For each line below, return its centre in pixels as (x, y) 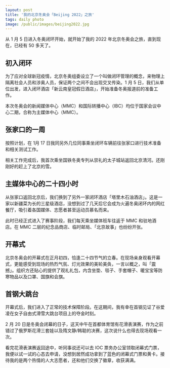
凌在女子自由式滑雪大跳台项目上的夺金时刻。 (52, 314)
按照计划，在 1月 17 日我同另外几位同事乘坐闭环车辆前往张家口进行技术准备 (83, 143)
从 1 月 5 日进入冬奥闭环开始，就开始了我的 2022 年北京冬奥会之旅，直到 (81, 39)
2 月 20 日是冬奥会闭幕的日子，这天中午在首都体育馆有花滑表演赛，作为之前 (84, 324)
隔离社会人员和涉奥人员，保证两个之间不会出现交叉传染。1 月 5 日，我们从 (82, 83)
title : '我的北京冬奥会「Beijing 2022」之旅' (50, 15)
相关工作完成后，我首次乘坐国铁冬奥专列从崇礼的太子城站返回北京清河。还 (83, 160)
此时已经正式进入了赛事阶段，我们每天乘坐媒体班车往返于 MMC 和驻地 (79, 220)
